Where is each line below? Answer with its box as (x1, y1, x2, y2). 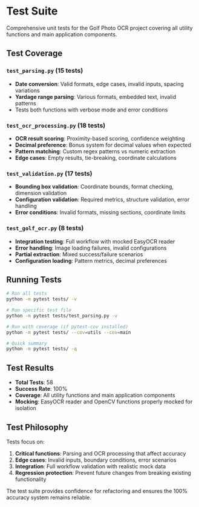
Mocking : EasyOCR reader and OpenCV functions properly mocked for (15, 398, 193, 405)
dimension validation (15, 190, 67, 197)
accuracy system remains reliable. (6, 494, 92, 501)
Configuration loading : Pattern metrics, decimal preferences (15, 257, 168, 264)
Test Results (6, 362, 54, 373)
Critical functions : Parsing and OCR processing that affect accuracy (15, 449, 186, 457)
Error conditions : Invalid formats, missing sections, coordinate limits (15, 209, 186, 216)
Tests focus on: (6, 438, 45, 445)
